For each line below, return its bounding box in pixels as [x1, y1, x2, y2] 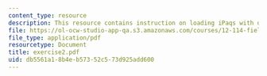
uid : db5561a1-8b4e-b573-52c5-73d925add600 [8, 56, 155, 64]
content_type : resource [8, 11, 87, 20]
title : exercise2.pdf [8, 48, 80, 56]
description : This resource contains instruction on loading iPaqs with [8, 19, 254, 27]
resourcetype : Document [8, 41, 87, 49]
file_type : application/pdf [8, 33, 102, 42]
